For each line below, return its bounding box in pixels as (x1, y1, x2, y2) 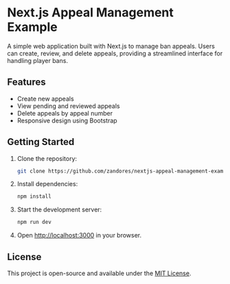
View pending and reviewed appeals (16, 101, 120, 110)
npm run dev (16, 219, 51, 226)
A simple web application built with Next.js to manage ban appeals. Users (7, 42, 215, 50)
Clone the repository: (16, 154, 78, 162)
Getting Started (7, 136, 75, 148)
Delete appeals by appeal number (16, 109, 113, 117)
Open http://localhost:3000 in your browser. (16, 231, 142, 240)
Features (7, 77, 46, 88)
